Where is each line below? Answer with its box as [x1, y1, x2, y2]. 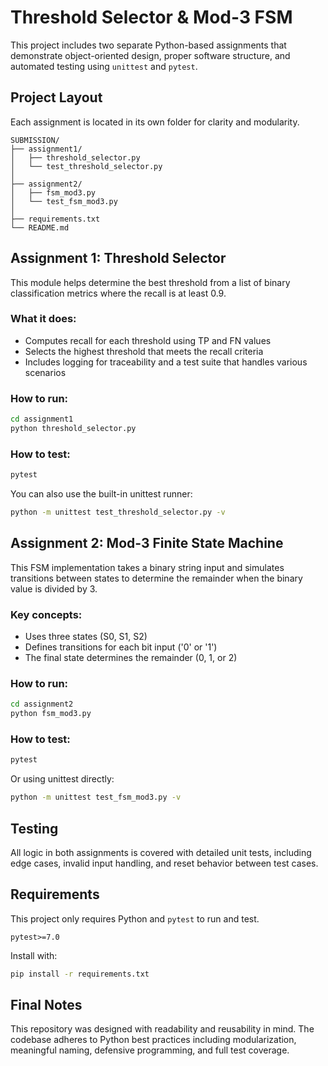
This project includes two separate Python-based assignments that [10, 39, 287, 51]
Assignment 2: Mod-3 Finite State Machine [10, 535, 284, 552]
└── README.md [10, 222, 70, 233]
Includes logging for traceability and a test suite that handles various [24, 356, 308, 368]
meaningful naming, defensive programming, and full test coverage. [10, 1044, 290, 1056]
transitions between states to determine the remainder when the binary [10, 572, 303, 584]
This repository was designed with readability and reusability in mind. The [10, 1023, 315, 1035]
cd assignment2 [10, 699, 74, 710]
